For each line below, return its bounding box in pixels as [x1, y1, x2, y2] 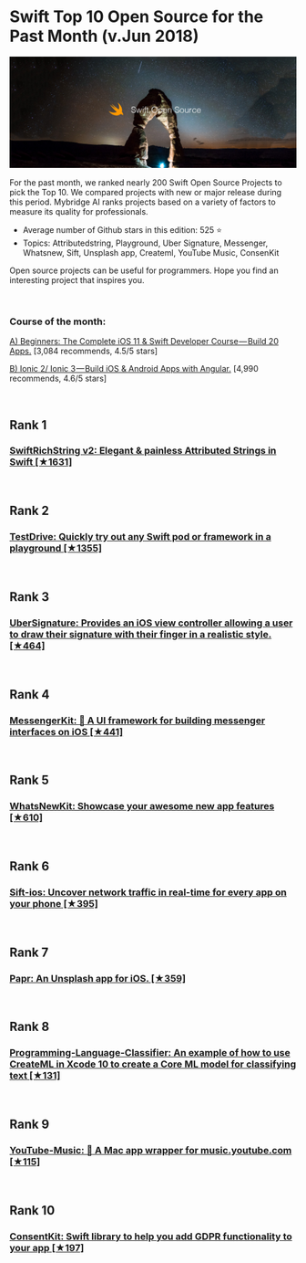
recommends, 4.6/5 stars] [9, 373, 107, 384]
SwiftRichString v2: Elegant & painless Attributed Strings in [9, 445, 277, 458]
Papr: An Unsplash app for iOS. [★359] [9, 972, 187, 984]
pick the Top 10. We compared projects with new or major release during [9, 186, 282, 197]
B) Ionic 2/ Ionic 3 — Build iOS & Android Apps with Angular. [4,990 [9, 363, 259, 374]
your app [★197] [9, 1241, 85, 1254]
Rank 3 [9, 589, 50, 605]
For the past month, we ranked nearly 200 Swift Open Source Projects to [9, 176, 282, 188]
